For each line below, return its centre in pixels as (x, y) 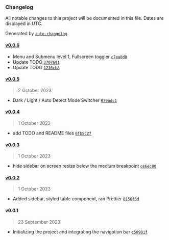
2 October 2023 (35, 90)
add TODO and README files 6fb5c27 (52, 133)
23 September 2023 (39, 222)
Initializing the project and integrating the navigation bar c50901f (80, 232)
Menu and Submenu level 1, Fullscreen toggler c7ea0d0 (70, 57)
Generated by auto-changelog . (37, 34)
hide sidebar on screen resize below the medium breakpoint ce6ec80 (84, 166)
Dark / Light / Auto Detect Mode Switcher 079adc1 (65, 100)
